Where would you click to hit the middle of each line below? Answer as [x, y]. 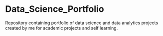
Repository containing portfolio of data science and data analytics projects [82, 23]
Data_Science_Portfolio [55, 9]
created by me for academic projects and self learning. [62, 28]
